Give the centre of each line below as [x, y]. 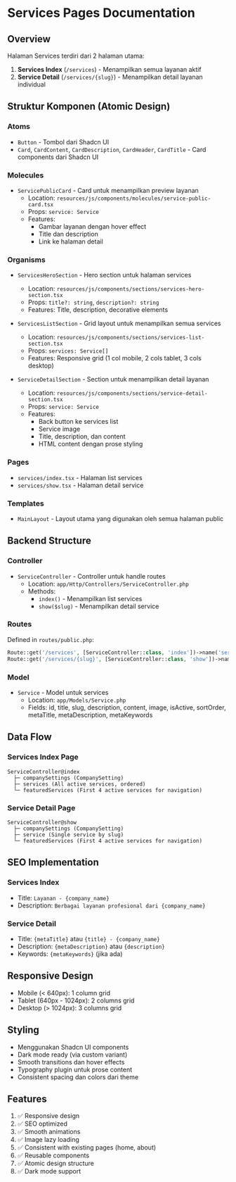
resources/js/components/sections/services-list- [131, 338]
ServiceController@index [44, 772]
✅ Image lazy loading [48, 1140]
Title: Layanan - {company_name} [64, 898]
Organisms [26, 260]
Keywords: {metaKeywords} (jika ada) [70, 954]
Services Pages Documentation [101, 13]
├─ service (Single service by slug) [69, 835]
